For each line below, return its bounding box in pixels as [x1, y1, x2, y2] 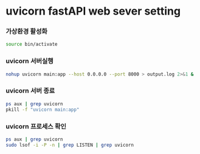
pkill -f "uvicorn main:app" [5, 107, 80, 113]
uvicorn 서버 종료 [5, 86, 55, 95]
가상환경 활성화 [5, 27, 48, 36]
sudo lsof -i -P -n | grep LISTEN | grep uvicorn [5, 142, 134, 148]
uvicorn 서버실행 [5, 57, 54, 65]
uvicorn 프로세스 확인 [5, 122, 67, 130]
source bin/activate [5, 41, 58, 47]
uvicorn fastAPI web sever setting [5, 4, 181, 18]
